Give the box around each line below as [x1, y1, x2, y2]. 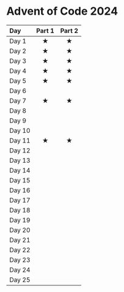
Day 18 [9, 206, 31, 214]
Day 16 [9, 185, 31, 194]
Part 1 [36, 26, 55, 35]
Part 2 [60, 26, 78, 35]
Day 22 [9, 245, 31, 254]
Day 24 [9, 265, 31, 274]
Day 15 [9, 176, 31, 184]
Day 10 [9, 126, 31, 135]
